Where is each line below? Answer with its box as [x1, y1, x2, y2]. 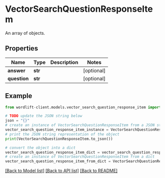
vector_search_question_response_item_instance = [5, 127, 109, 132]
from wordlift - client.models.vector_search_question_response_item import [5, 104, 162, 110]
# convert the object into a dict [5, 145, 76, 150]
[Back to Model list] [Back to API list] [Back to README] [5, 168, 118, 174]
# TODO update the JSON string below [5, 114, 82, 119]
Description [50, 59, 79, 66]
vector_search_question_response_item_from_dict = [5, 159, 111, 164]
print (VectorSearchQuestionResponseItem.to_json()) [5, 136, 113, 141]
